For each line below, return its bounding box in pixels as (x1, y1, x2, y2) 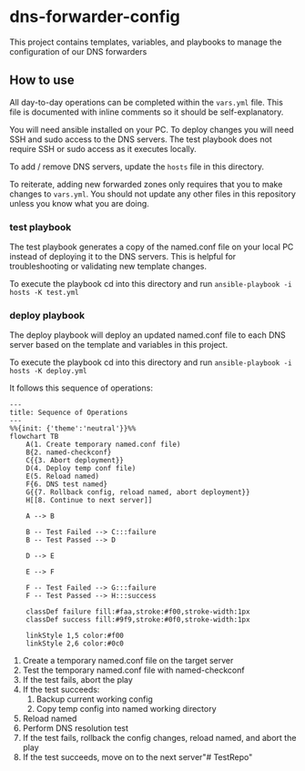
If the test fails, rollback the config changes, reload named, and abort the (22, 733, 297, 744)
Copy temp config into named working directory (36, 704, 217, 715)
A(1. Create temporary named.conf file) (25, 440, 181, 450)
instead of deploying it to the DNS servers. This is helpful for (9, 251, 237, 262)
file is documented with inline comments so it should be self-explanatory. (9, 107, 284, 117)
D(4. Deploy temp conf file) (25, 464, 137, 473)
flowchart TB (9, 432, 59, 441)
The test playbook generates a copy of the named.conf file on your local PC (9, 241, 294, 252)
